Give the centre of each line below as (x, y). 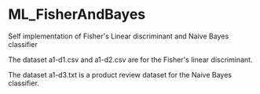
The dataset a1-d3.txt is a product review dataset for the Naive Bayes (120, 74)
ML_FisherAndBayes (77, 14)
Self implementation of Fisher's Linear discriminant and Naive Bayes (119, 36)
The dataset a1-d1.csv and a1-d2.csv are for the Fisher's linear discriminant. (130, 60)
